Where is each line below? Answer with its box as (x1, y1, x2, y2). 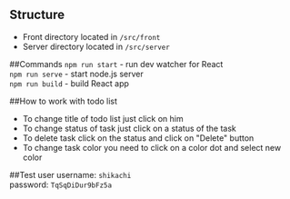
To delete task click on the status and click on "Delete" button (22, 132, 255, 144)
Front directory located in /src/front (22, 31, 161, 42)
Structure (9, 7, 65, 23)
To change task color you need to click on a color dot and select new (22, 142, 282, 153)
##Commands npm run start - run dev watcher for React (9, 58, 224, 69)
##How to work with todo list (9, 95, 118, 106)
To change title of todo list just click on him (22, 113, 184, 124)
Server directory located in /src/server (22, 41, 170, 52)
